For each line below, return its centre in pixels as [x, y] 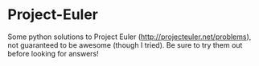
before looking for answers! [53, 53]
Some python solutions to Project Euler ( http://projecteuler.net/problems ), [129, 37]
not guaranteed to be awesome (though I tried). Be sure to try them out [125, 45]
